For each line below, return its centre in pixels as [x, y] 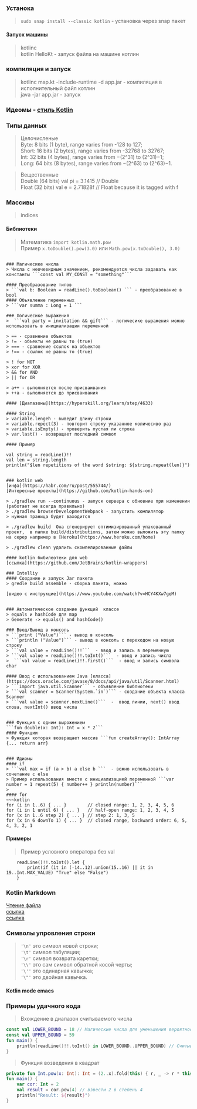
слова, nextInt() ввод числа [42, 707]
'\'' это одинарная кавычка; [57, 971]
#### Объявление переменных [40, 300]
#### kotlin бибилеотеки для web [47, 557]
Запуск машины [27, 34]
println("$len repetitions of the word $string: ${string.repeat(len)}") [98, 465]
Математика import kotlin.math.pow [66, 242]
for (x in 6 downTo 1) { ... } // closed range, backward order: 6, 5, [97, 820]
